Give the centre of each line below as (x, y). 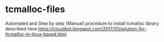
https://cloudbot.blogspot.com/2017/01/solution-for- (92, 28)
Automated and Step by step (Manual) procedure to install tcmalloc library (82, 23)
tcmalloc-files (35, 9)
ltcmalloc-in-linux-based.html (36, 34)
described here (21, 28)
